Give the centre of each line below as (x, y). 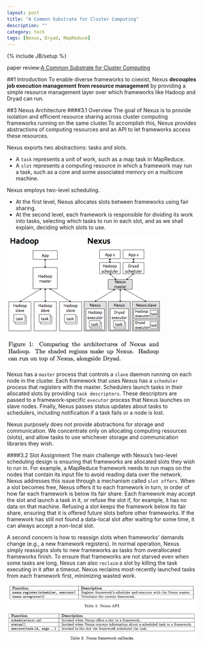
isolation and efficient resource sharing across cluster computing (87, 117)
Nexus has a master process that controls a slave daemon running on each (99, 374)
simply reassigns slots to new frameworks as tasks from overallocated (94, 550)
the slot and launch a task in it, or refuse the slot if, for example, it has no (97, 500)
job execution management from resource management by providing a (96, 86)
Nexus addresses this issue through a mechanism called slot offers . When (101, 481)
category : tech (26, 32)
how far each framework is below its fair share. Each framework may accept (101, 494)
